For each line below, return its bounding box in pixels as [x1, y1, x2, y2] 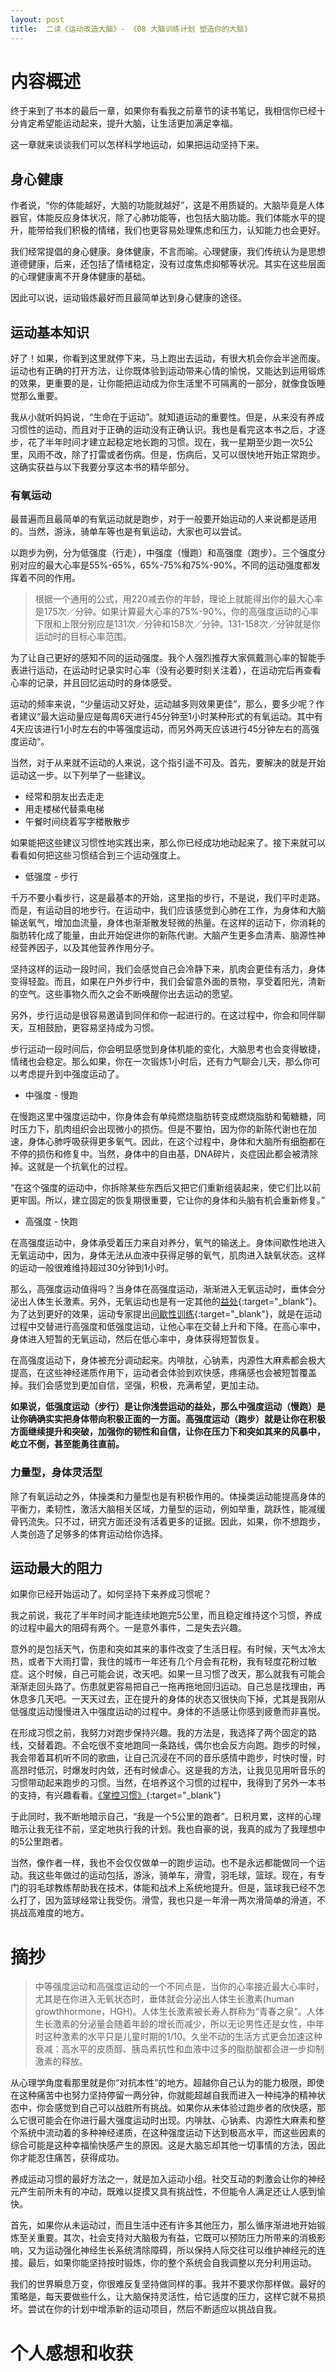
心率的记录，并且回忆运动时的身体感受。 [10, 677, 177, 689]
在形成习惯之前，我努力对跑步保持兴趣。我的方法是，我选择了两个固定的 [10, 1727, 308, 1739]
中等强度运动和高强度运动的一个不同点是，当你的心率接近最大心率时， [34, 1981, 325, 1993]
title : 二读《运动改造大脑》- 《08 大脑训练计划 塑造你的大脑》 [10, 24, 252, 34]
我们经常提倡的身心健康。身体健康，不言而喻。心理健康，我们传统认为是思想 [10, 246, 326, 258]
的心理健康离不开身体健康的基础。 [10, 271, 151, 283]
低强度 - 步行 [24, 871, 79, 883]
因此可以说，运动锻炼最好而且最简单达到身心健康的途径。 [10, 292, 247, 304]
